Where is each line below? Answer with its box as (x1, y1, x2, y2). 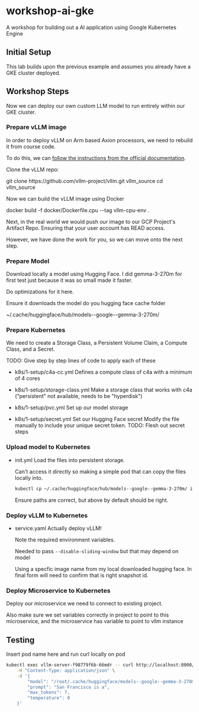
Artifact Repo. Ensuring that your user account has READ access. (6, 224, 165, 232)
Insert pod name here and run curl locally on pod (6, 650, 126, 658)
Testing (6, 635, 35, 645)
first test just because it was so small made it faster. (6, 277, 133, 284)
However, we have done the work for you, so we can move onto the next (6, 236, 183, 243)
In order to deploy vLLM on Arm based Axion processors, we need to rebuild (6, 136, 193, 143)
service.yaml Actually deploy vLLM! (14, 524, 102, 531)
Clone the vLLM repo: (6, 166, 59, 173)
